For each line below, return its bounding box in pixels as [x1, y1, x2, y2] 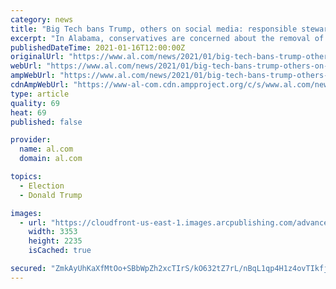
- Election [19, 181, 65, 191]
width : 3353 [28, 227, 78, 237]
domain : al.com [19, 154, 83, 164]
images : [10, 208, 43, 218]
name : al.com [19, 144, 74, 155]
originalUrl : [10, 52, 65, 62]
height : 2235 [28, 236, 83, 246]
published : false [10, 117, 83, 127]
